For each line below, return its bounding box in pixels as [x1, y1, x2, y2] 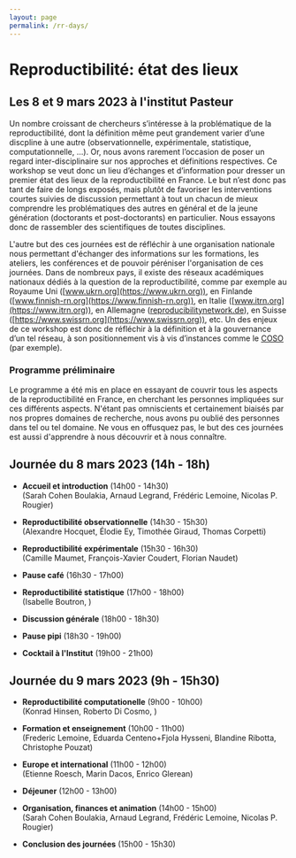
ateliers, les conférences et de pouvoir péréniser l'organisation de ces [9, 258, 263, 268]
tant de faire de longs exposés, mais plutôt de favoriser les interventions [9, 183, 272, 195]
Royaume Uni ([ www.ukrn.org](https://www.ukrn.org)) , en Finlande [9, 285, 254, 297]
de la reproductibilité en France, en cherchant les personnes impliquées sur [9, 393, 285, 404]
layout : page [9, 12, 57, 22]
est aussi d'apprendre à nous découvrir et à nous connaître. [9, 431, 227, 442]
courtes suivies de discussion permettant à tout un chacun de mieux [9, 193, 259, 204]
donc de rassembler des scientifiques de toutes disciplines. [9, 221, 226, 232]
